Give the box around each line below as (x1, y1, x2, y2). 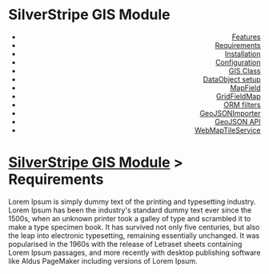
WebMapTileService (195, 125, 261, 135)
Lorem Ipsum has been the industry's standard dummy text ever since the (8, 205, 252, 215)
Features (231, 32, 261, 42)
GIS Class (228, 66, 261, 75)
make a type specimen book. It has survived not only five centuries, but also (8, 222, 260, 232)
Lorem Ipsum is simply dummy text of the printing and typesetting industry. (8, 197, 256, 206)
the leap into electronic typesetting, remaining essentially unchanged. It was (8, 230, 260, 240)
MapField (230, 82, 261, 93)
